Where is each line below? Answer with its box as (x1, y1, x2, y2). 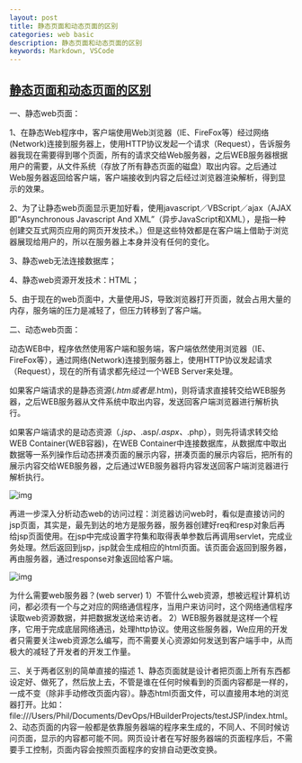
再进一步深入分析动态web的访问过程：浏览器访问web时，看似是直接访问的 (9, 508, 285, 519)
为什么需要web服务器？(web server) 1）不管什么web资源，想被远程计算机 (9, 589, 283, 600)
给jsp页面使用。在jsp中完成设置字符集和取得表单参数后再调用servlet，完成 (9, 531, 285, 541)
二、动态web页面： (9, 323, 81, 334)
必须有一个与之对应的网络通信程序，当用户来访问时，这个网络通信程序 (32, 601, 293, 612)
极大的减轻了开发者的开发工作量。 (9, 646, 136, 657)
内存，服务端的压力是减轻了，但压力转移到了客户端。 (9, 304, 207, 315)
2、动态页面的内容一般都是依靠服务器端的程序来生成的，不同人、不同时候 (9, 722, 282, 732)
